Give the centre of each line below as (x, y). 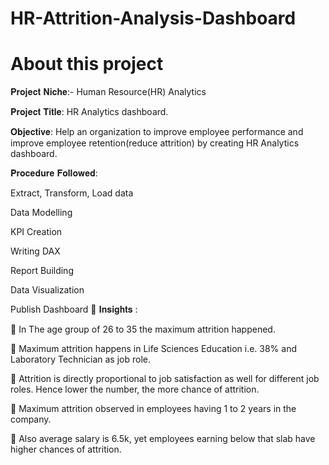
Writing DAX (35, 251)
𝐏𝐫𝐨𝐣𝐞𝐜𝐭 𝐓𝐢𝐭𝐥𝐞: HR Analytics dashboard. (89, 112)
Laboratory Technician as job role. (81, 359)
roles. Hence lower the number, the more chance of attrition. (135, 389)
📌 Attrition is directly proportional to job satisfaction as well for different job (165, 379)
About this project (87, 64)
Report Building (42, 271)
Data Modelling (41, 213)
